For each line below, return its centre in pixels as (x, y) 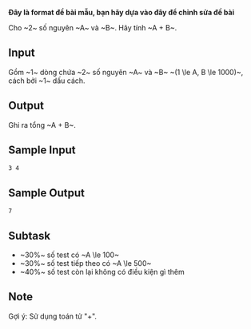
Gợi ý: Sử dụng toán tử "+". (53, 316)
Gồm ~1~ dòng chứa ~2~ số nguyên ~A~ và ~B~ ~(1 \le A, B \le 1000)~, (126, 72)
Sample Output (47, 193)
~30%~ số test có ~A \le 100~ (70, 255)
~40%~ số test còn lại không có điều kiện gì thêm (102, 272)
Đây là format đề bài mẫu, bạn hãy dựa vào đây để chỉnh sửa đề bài (121, 12)
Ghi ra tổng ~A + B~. (42, 125)
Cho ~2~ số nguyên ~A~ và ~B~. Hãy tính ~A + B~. (93, 28)
